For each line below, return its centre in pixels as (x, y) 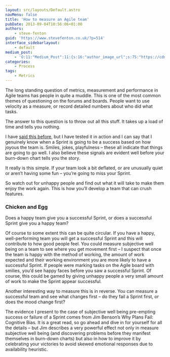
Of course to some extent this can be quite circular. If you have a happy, (80, 233)
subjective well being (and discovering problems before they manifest (78, 333)
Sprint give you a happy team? (37, 224)
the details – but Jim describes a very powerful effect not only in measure (82, 328)
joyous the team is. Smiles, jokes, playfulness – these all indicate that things (84, 147)
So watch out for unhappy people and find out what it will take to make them (85, 183)
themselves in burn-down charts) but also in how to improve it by (73, 339)
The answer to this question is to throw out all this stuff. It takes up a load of (84, 121)
